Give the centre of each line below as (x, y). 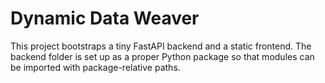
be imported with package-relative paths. (95, 67)
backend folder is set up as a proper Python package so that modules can (162, 56)
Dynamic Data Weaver (105, 18)
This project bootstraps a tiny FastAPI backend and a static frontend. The (161, 46)
